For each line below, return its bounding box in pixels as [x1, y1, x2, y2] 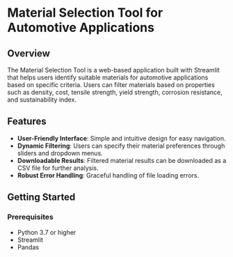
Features [7, 116, 47, 127]
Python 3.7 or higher [17, 228, 77, 236]
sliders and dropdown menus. [17, 148, 103, 157]
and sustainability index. [7, 95, 77, 104]
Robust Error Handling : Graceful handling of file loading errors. [17, 171, 200, 179]
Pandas [17, 242, 40, 251]
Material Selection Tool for [7, 5, 163, 21]
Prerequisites [7, 212, 54, 222]
